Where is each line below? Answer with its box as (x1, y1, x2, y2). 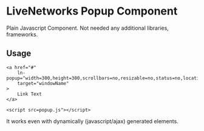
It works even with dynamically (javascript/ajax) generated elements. (6, 117, 179, 125)
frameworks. (6, 30, 38, 38)
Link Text (17, 91, 42, 97)
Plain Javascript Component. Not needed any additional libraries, (6, 24, 169, 32)
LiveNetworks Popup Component (6, 4, 178, 18)
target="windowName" (17, 80, 69, 86)
